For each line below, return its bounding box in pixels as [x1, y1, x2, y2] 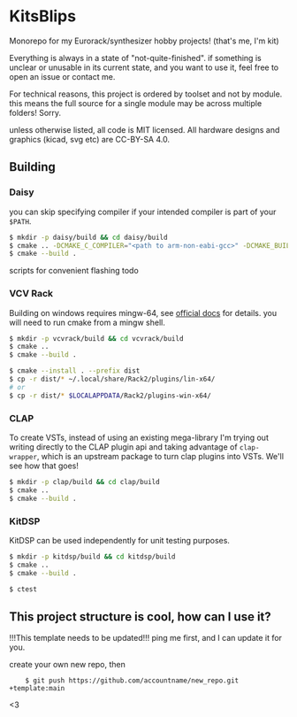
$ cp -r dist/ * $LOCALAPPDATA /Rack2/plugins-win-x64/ [9, 391, 212, 400]
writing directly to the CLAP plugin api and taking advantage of [9, 441, 238, 452]
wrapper [9, 452, 38, 461]
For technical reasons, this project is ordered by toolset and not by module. [9, 89, 283, 99]
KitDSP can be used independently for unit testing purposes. [9, 535, 230, 545]
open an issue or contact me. [9, 71, 116, 81]
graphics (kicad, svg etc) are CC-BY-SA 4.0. [9, 134, 171, 144]
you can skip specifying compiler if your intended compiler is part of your [9, 206, 277, 217]
